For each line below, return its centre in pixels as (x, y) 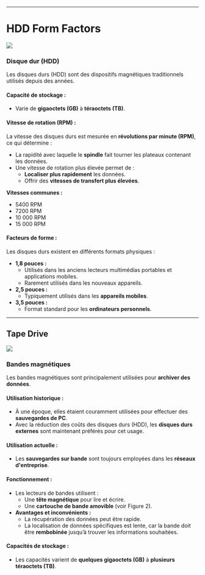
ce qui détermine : (29, 143)
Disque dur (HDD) (33, 61)
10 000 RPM (31, 217)
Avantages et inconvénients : (53, 513)
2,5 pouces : (31, 289)
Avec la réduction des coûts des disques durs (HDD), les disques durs (104, 425)
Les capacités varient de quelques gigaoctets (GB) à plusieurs (95, 559)
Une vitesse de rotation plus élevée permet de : (75, 167)
